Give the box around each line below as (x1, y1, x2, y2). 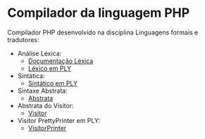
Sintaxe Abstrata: (17, 86, 68, 95)
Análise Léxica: (17, 49, 62, 58)
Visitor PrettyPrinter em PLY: (17, 116, 101, 124)
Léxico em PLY (27, 64, 72, 72)
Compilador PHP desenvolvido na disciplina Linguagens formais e (7, 28, 199, 37)
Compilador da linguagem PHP (7, 5, 190, 21)
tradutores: (7, 35, 40, 44)
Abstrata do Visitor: (17, 101, 74, 110)
